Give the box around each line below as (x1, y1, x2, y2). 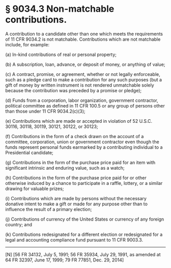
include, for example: (5, 41, 50, 47)
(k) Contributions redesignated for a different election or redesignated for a (5, 231, 163, 237)
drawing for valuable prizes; (5, 185, 64, 192)
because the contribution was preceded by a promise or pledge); (5, 87, 142, 93)
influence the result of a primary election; (5, 206, 92, 212)
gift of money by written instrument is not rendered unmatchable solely (5, 82, 154, 88)
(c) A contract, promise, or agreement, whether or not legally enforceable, (5, 71, 160, 77)
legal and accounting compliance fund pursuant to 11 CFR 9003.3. (5, 236, 144, 243)
